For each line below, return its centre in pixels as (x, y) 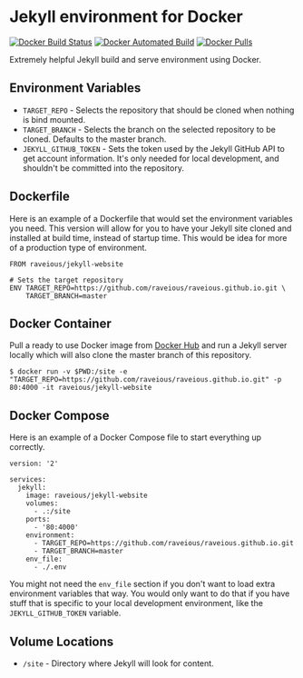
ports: (38, 520)
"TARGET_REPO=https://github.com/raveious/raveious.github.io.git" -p (146, 380)
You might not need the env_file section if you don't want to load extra (142, 584)
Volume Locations (62, 641)
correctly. (27, 447)
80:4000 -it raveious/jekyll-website (81, 388)
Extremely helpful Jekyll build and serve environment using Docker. (135, 59)
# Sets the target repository (67, 280)
